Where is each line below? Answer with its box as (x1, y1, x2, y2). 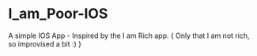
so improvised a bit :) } (8, 39, 81, 48)
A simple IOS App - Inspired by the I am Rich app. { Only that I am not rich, (8, 31, 251, 40)
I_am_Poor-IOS (8, 5, 108, 23)
